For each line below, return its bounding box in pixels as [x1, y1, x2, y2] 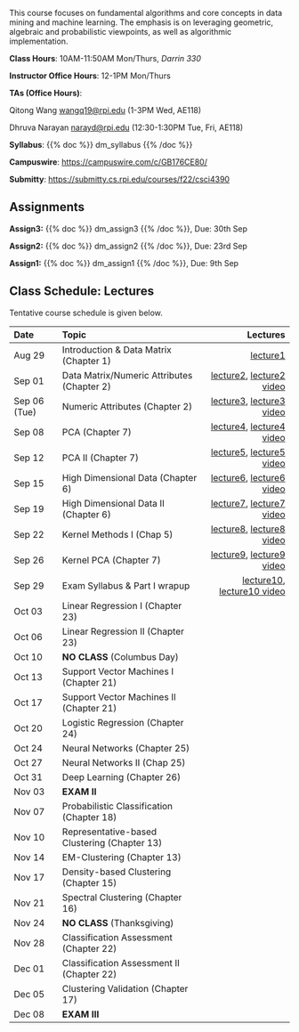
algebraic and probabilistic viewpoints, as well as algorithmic [9, 27, 232, 37]
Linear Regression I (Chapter [61, 599, 182, 612]
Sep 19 [13, 502, 44, 515]
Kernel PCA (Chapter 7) [61, 554, 162, 566]
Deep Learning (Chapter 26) [61, 770, 181, 783]
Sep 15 [13, 476, 44, 489]
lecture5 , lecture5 [210, 445, 286, 458]
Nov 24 [13, 916, 45, 929]
